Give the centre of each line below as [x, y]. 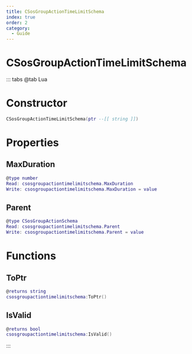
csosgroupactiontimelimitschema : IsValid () [59, 334]
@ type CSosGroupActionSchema [42, 221]
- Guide [21, 34]
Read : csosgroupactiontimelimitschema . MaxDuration [70, 184]
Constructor [37, 103]
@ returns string [26, 291]
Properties [32, 143]
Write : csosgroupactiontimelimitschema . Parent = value [75, 232]
